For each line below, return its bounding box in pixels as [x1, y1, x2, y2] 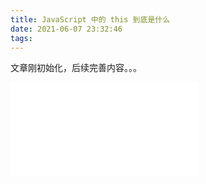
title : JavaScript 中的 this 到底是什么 [10, 14, 171, 25]
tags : [10, 33, 33, 43]
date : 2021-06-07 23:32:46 [10, 24, 123, 34]
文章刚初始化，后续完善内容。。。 [10, 62, 142, 74]
